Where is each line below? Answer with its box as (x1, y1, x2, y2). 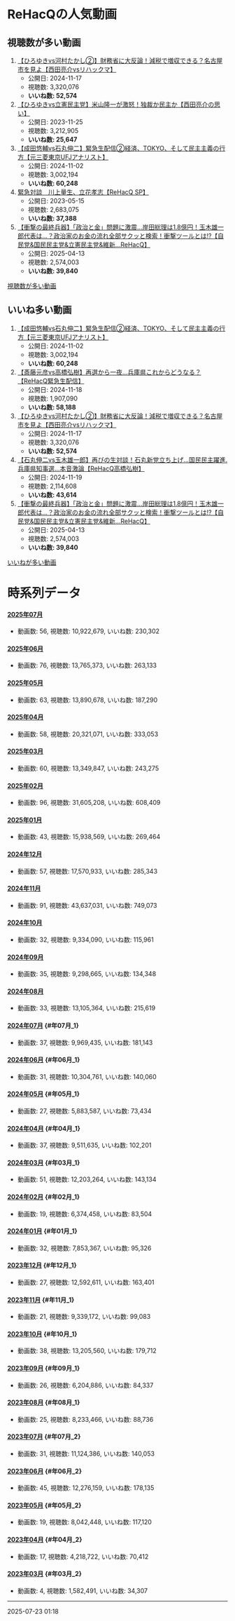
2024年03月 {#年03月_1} (7, 1158, 80, 1167)
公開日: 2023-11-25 (27, 118, 83, 126)
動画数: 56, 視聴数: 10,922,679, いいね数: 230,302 (17, 627, 159, 635)
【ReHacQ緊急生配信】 (17, 377, 85, 385)
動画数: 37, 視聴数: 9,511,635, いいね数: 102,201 (17, 1141, 152, 1150)
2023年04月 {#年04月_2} (7, 1535, 83, 1544)
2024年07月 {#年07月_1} (7, 1022, 79, 1030)
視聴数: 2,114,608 (27, 482, 77, 490)
